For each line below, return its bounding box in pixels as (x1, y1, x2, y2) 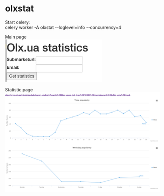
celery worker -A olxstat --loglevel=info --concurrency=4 (5, 24, 122, 30)
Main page (5, 34, 27, 40)
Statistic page (5, 86, 33, 92)
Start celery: (5, 19, 30, 25)
